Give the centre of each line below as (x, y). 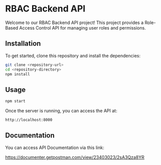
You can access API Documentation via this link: (55, 147)
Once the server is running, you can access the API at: (61, 111)
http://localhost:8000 (29, 120)
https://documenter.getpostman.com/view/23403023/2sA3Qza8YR (75, 157)
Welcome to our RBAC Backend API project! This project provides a (74, 22)
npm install (17, 74)
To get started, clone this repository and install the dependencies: (73, 55)
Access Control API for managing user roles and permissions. (82, 27)
